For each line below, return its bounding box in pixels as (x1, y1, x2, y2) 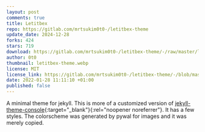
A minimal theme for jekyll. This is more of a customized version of (6, 100, 174, 107)
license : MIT (6, 65, 40, 72)
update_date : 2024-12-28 (6, 32, 70, 38)
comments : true (6, 15, 45, 21)
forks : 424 (6, 37, 34, 43)
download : (6, 49, 32, 55)
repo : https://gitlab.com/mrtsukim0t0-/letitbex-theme (6, 26, 149, 32)
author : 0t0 (6, 54, 37, 61)
